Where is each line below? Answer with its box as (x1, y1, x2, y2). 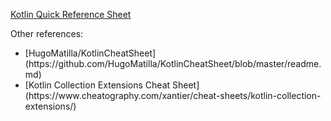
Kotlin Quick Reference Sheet (10, 9, 132, 20)
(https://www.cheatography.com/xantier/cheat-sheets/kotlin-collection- (24, 90, 322, 101)
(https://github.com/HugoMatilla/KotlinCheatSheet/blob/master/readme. (24, 58, 322, 69)
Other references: (10, 28, 84, 39)
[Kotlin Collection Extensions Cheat (24, 79, 171, 91)
